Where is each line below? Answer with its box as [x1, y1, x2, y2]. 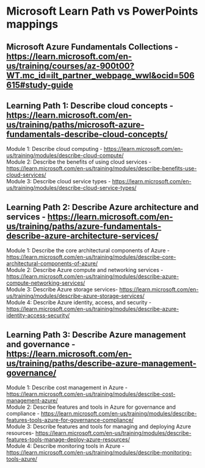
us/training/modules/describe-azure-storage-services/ [6, 292, 145, 300]
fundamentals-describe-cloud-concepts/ [6, 129, 168, 139]
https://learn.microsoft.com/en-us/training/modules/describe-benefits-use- [6, 165, 197, 172]
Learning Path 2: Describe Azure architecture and [6, 202, 199, 212]
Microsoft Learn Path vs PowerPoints [6, 4, 198, 18]
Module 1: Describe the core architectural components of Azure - [6, 247, 170, 254]
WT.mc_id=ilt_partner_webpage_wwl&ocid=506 [6, 70, 195, 81]
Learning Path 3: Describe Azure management [6, 329, 186, 340]
